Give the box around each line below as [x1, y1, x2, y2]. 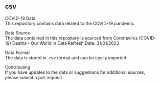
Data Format [5, 50, 30, 55]
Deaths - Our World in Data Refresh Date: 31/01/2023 [12, 40, 119, 46]
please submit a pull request [5, 74, 62, 80]
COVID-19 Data [5, 15, 36, 21]
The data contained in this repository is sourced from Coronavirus [5, 35, 138, 41]
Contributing [5, 64, 30, 70]
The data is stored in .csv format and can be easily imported [5, 54, 127, 61]
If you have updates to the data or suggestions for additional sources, [5, 69, 145, 75]
